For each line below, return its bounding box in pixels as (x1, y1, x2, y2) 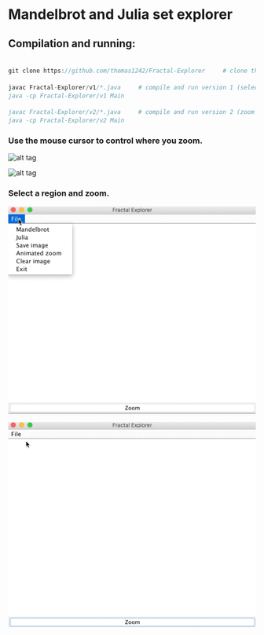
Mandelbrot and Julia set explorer (8, 6, 233, 24)
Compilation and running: (8, 37, 136, 50)
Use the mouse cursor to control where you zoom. (8, 135, 203, 146)
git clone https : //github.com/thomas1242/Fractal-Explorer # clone (8, 67, 247, 75)
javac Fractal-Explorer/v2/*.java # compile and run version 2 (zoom (8, 108, 255, 116)
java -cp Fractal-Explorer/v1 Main (8, 92, 125, 100)
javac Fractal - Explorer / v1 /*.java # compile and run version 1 (8, 83, 234, 91)
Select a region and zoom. (8, 188, 110, 199)
